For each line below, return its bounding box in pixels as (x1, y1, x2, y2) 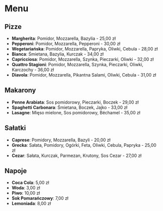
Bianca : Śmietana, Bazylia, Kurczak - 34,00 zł (11, 51, 104, 57)
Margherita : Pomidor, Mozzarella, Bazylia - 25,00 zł (11, 35, 116, 41)
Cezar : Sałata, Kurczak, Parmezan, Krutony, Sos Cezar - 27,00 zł (11, 153, 142, 158)
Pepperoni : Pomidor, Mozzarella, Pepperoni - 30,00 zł (11, 41, 121, 47)
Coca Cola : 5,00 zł (11, 180, 49, 185)
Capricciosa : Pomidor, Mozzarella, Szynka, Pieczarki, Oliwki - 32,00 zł (11, 56, 154, 62)
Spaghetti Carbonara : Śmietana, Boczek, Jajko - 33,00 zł (11, 104, 128, 110)
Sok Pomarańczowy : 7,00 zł (11, 195, 69, 201)
